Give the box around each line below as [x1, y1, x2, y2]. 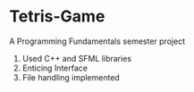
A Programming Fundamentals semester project [9, 36, 186, 46]
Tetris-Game [9, 6, 105, 27]
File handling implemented [21, 71, 121, 82]
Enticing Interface [21, 63, 88, 73]
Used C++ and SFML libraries [21, 53, 132, 63]
